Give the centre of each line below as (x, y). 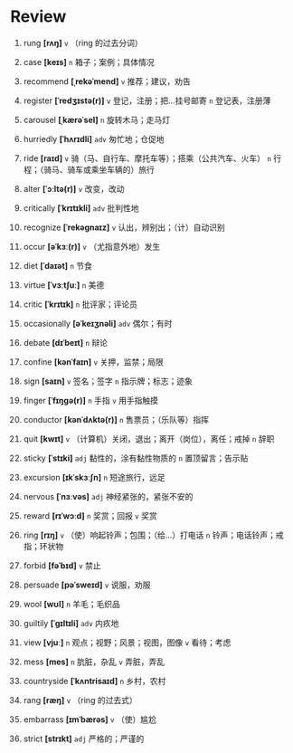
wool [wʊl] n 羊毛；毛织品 (72, 604)
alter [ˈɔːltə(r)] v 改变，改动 (74, 188)
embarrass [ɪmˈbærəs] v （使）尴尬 (90, 719)
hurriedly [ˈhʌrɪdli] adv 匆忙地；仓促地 (94, 138)
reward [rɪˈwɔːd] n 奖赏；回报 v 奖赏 (90, 515)
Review (38, 17)
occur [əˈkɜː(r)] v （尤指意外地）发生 (92, 246)
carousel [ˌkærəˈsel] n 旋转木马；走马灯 (97, 119)
